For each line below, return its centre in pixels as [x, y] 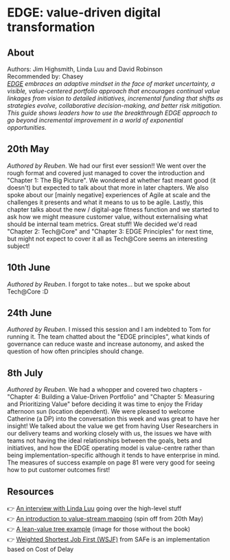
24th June [30, 313]
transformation [51, 27]
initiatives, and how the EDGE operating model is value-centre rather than [111, 448]
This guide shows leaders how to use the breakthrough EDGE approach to [112, 113]
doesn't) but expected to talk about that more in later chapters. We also [108, 188]
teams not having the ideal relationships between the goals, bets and [104, 440]
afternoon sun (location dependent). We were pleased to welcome [101, 412]
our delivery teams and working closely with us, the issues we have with [109, 434]
